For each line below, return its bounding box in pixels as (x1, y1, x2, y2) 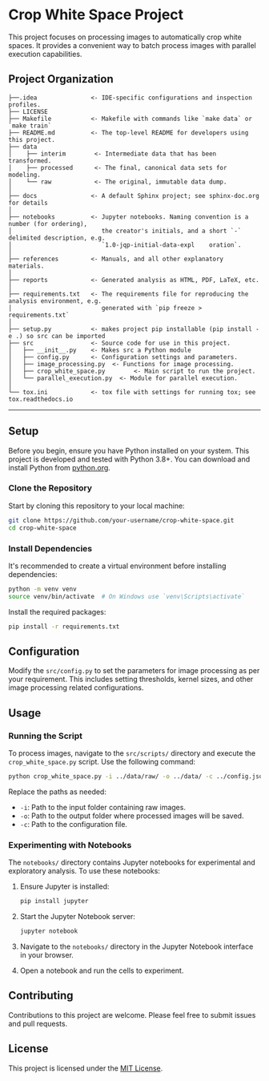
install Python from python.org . (8, 462, 110, 472)
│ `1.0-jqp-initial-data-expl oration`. (8, 240, 242, 249)
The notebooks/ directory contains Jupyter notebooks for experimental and (8, 857, 256, 867)
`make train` (8, 122, 52, 130)
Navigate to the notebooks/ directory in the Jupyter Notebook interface (19, 942, 254, 951)
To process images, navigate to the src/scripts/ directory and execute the (8, 748, 256, 758)
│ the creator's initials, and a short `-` (8, 227, 242, 235)
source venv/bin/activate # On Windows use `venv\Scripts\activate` (8, 592, 246, 600)
